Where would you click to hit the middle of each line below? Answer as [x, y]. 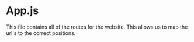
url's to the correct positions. [41, 33]
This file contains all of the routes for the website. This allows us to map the [97, 27]
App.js [22, 11]
